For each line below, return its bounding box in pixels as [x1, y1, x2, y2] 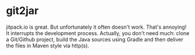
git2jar [6, 4, 39, 18]
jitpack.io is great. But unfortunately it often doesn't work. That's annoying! [6, 23, 187, 30]
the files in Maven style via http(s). [6, 42, 90, 49]
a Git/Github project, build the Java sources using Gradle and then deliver [6, 36, 183, 43]
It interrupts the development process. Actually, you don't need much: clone [6, 29, 190, 36]
